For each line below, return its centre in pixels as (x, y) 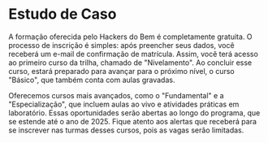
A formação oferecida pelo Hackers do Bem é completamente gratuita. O (131, 37)
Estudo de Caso (63, 14)
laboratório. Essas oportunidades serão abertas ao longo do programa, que (134, 113)
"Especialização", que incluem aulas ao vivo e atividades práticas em (124, 104)
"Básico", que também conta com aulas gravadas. (92, 80)
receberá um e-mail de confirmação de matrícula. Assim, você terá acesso (133, 54)
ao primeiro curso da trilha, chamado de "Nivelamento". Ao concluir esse (130, 63)
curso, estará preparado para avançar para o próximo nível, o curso (121, 71)
